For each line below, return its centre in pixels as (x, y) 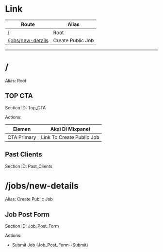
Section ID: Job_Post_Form (32, 226)
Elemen (22, 129)
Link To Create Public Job (70, 137)
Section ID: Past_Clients (29, 166)
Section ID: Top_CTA (25, 107)
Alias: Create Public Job (29, 199)
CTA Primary (22, 137)
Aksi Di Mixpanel (70, 129)
